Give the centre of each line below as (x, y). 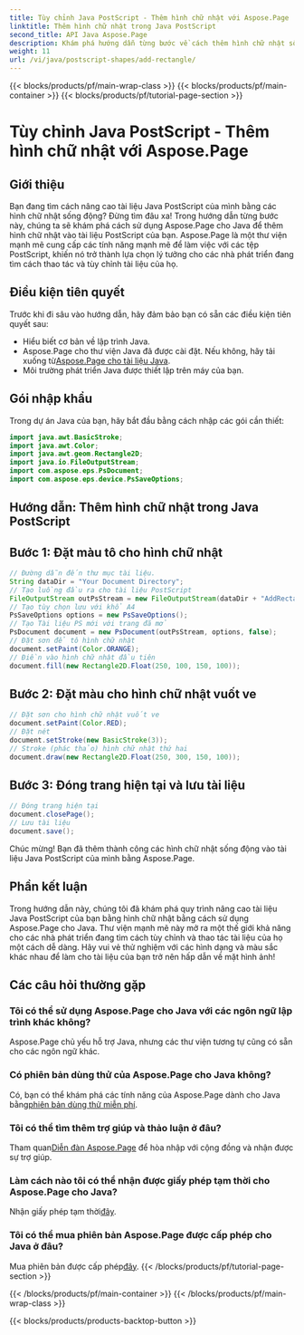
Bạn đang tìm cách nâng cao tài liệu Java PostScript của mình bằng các (143, 206)
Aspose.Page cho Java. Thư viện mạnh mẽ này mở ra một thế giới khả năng (150, 927)
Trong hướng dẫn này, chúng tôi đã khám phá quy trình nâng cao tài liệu (143, 908)
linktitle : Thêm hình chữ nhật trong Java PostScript (113, 26)
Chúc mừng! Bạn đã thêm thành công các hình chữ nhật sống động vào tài (148, 849)
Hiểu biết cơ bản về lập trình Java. (86, 341)
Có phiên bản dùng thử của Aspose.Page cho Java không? (140, 1075)
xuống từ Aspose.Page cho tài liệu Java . (96, 360)
